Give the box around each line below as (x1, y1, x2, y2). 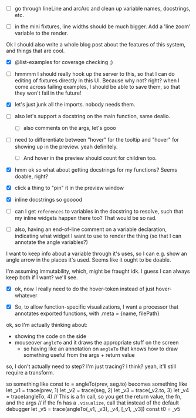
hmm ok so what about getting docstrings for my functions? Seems (14, 166, 178, 173)
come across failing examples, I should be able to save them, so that (14, 83, 180, 91)
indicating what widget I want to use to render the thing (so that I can (14, 232, 182, 239)
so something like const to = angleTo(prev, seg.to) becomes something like (6, 380, 188, 387)
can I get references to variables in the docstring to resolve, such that (14, 208, 184, 215)
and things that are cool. (6, 47, 65, 55)
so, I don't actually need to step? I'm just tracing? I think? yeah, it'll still (6, 363, 176, 370)
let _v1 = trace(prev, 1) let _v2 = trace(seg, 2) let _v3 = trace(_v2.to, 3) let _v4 (6, 387, 190, 393)
